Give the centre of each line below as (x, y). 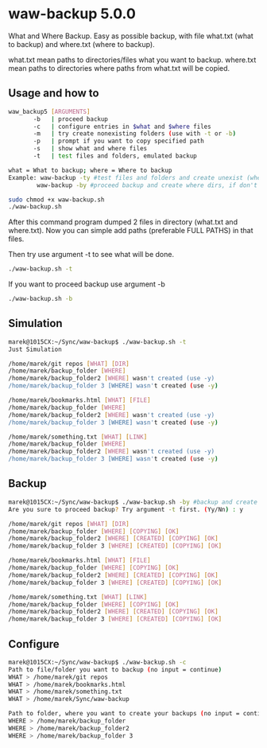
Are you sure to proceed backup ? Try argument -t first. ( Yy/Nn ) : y (126, 509)
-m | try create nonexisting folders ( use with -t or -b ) (135, 134)
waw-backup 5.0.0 (72, 14)
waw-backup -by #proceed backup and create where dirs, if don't (147, 185)
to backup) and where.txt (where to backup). (81, 44)
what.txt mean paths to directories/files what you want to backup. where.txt (132, 60)
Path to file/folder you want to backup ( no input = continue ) (115, 669)
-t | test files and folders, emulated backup (115, 156)
